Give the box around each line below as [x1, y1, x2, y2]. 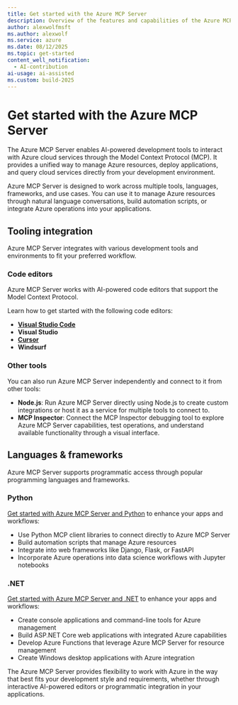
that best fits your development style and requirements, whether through [7, 675, 220, 684]
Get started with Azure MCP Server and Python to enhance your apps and [7, 509, 223, 518]
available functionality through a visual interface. [17, 428, 160, 437]
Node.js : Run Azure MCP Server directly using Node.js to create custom [17, 398, 229, 407]
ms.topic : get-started [7, 50, 74, 58]
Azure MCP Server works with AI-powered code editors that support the [7, 285, 218, 294]
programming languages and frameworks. [7, 475, 130, 483]
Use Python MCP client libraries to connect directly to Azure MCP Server [17, 530, 230, 539]
